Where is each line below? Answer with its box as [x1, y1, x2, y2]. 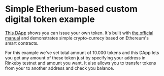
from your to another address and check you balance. [5, 65, 114, 71]
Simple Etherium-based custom [5, 3, 138, 15]
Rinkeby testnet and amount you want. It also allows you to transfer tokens [5, 60, 156, 66]
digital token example [5, 14, 95, 25]
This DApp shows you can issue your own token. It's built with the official [5, 30, 154, 36]
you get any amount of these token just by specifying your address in [5, 55, 146, 60]
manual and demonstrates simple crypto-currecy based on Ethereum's [5, 35, 149, 41]
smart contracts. [5, 40, 38, 46]
